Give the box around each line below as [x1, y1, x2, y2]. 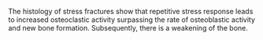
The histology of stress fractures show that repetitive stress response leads [8, 7, 254, 16]
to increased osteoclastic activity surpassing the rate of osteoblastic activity [8, 15, 256, 24]
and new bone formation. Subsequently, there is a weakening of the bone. [8, 24, 248, 32]
